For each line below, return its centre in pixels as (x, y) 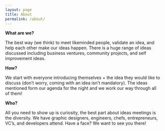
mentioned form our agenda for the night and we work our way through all (81, 88)
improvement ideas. (25, 59)
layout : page (19, 10)
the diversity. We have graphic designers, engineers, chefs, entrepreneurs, (82, 118)
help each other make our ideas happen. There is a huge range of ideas (78, 48)
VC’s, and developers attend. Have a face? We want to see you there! (76, 123)
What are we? (20, 33)
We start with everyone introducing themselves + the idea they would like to (82, 78)
